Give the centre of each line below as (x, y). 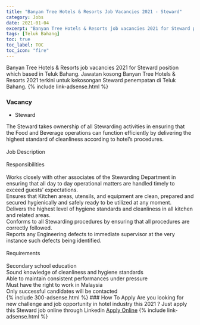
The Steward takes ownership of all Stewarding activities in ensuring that (96, 126)
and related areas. (28, 215)
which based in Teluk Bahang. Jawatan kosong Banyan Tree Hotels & (91, 74)
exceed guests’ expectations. (42, 190)
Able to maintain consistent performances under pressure (77, 278)
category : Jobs (25, 17)
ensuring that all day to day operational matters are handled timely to (90, 184)
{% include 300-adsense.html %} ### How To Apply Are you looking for (95, 298)
